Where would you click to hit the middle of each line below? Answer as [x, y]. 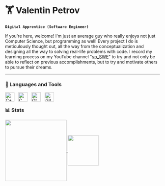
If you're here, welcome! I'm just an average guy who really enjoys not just [80, 36]
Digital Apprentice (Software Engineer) [47, 27]
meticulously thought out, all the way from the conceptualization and [74, 46]
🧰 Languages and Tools [33, 84]
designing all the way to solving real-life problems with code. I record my [79, 51]
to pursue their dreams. [29, 67]
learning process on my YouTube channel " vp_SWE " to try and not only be [80, 57]
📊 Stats [15, 110]
